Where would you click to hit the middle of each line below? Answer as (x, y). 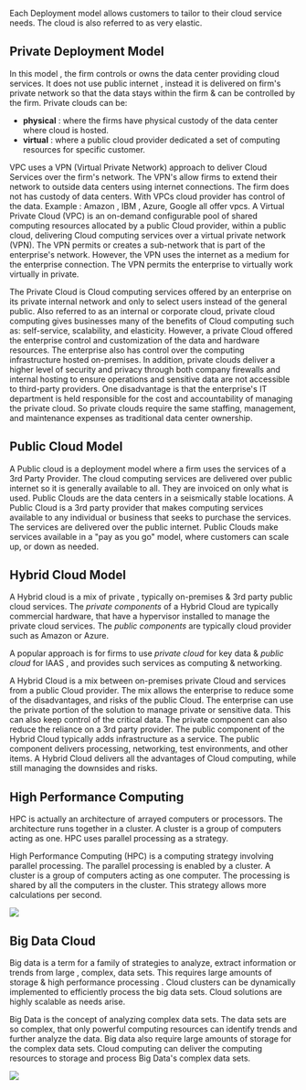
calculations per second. (56, 895)
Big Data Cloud (53, 941)
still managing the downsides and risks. (84, 768)
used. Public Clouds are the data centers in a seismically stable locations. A (152, 498)
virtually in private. (44, 274)
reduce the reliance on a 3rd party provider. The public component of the (147, 729)
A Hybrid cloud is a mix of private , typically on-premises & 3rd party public (152, 597)
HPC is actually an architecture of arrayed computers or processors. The (146, 819)
